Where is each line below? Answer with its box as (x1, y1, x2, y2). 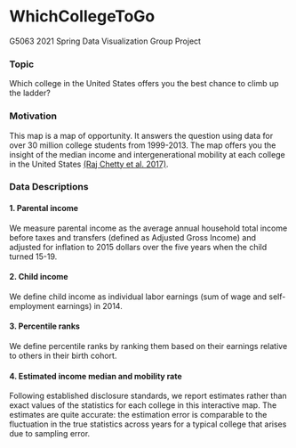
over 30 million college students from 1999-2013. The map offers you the (9, 140, 276, 151)
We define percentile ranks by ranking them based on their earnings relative (9, 341, 288, 352)
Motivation (9, 110, 58, 122)
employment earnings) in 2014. (9, 300, 123, 311)
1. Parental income (9, 203, 78, 214)
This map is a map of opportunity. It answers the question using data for (9, 130, 274, 141)
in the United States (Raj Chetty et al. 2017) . (9, 159, 169, 169)
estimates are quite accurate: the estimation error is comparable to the (9, 410, 268, 420)
